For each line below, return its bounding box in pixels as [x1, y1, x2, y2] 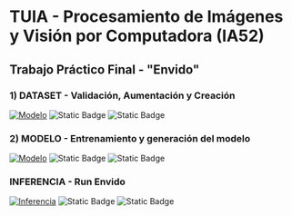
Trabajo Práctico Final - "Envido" [9, 62, 200, 77]
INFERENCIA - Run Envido [9, 175, 126, 188]
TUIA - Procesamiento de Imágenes [9, 6, 284, 27]
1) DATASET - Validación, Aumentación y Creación [9, 89, 236, 102]
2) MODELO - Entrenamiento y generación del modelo [9, 132, 251, 144]
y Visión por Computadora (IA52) [9, 25, 266, 46]
